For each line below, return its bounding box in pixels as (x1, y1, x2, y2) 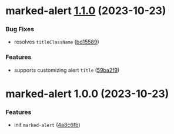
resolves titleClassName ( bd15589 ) (14, 38, 99, 45)
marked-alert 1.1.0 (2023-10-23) (5, 4, 166, 18)
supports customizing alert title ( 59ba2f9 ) (14, 66, 120, 73)
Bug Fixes (5, 25, 35, 33)
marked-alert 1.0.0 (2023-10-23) (5, 87, 169, 101)
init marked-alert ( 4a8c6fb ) (14, 122, 81, 129)
